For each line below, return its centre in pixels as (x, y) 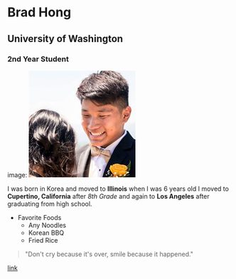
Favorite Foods (39, 217)
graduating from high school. (50, 204)
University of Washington (65, 39)
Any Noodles (47, 225)
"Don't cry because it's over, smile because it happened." (109, 254)
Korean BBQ (46, 233)
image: (17, 174)
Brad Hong (39, 12)
